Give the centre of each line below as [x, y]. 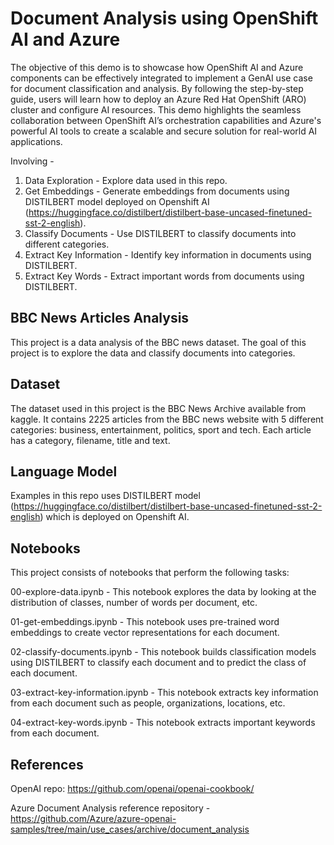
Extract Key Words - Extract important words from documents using [164, 276]
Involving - [32, 161]
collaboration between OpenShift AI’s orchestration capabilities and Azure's [166, 120]
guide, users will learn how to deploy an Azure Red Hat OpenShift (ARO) [158, 99]
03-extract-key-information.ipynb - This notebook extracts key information [164, 693]
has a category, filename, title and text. [90, 440]
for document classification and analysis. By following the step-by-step [157, 88]
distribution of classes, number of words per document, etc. [134, 603]
